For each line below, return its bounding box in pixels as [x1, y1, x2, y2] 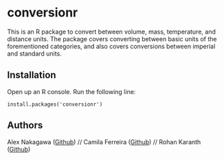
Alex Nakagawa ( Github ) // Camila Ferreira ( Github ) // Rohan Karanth [7, 137, 201, 146]
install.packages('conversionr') [7, 101, 103, 108]
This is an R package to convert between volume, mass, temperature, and [7, 27, 216, 36]
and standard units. [7, 49, 62, 58]
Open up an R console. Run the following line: [7, 87, 136, 95]
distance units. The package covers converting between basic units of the [7, 34, 217, 43]
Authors [7, 119, 43, 131]
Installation [7, 69, 56, 81]
